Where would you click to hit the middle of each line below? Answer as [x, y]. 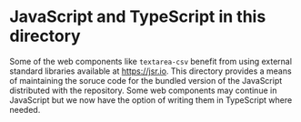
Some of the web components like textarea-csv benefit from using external [151, 61]
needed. [25, 109]
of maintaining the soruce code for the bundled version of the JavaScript [146, 80]
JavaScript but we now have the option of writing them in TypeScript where [151, 100]
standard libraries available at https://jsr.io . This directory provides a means [151, 71]
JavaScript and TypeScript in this [138, 17]
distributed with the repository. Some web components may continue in [143, 90]
